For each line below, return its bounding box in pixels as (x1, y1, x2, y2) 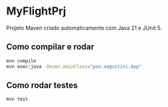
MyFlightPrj (6, 4, 66, 18)
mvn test (6, 96, 28, 102)
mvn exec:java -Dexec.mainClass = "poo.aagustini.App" (6, 63, 142, 70)
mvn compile (6, 57, 36, 64)
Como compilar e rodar (6, 42, 95, 52)
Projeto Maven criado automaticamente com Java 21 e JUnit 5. (6, 24, 162, 31)
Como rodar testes (6, 80, 78, 90)
